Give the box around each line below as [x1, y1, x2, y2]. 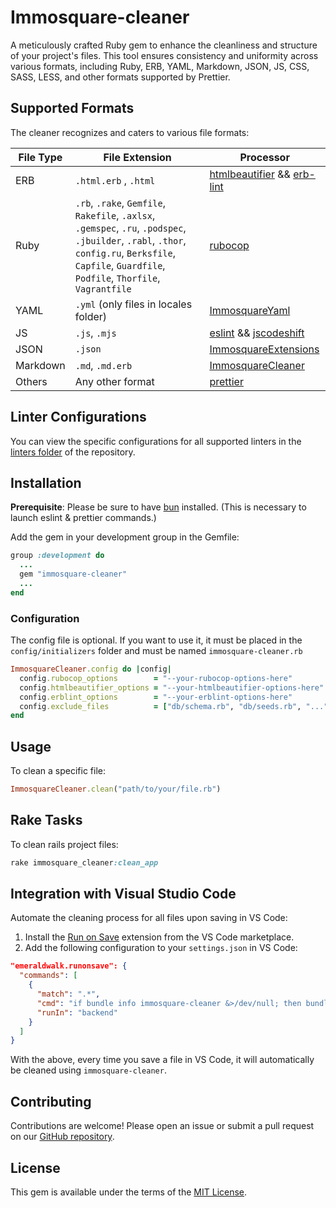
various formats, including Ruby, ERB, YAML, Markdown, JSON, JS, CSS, [10, 60, 310, 72]
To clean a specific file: [10, 765, 107, 777]
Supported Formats [10, 100, 135, 117]
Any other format [74, 374, 155, 388]
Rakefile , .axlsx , [74, 208, 156, 222]
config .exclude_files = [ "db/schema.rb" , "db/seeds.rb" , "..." [19, 701, 329, 711]
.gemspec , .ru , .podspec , [74, 221, 187, 235]
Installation [10, 474, 82, 491]
